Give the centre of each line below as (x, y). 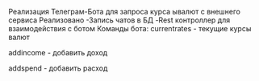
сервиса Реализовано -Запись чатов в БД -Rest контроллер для (119, 20)
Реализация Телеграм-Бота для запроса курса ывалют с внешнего (124, 12)
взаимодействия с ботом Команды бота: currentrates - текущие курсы (130, 28)
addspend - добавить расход (58, 68)
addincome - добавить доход (58, 53)
